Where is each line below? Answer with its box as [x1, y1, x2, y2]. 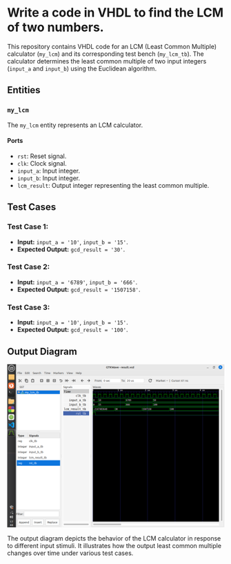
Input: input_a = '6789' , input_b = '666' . [17, 278, 138, 286]
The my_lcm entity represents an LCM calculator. [7, 121, 143, 129]
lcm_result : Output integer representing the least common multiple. [17, 181, 210, 189]
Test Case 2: [7, 262, 50, 272]
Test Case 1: [7, 222, 49, 232]
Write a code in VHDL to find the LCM [7, 5, 224, 21]
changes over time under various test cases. [7, 549, 134, 557]
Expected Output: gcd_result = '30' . [17, 245, 125, 253]
